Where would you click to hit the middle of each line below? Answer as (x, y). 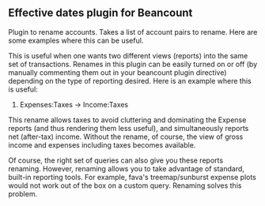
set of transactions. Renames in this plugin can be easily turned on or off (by (133, 64)
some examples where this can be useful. (76, 40)
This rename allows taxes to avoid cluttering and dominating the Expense (127, 120)
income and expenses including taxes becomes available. (102, 144)
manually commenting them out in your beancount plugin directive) (117, 72)
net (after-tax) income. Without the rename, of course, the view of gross (126, 137)
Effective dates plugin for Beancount (100, 13)
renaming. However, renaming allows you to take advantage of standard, (127, 168)
